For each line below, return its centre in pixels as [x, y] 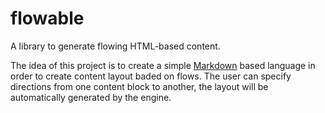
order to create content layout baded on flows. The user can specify [151, 76]
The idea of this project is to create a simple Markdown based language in [163, 65]
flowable [47, 18]
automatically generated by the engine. [91, 97]
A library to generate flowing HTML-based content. [115, 46]
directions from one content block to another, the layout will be [139, 86]
